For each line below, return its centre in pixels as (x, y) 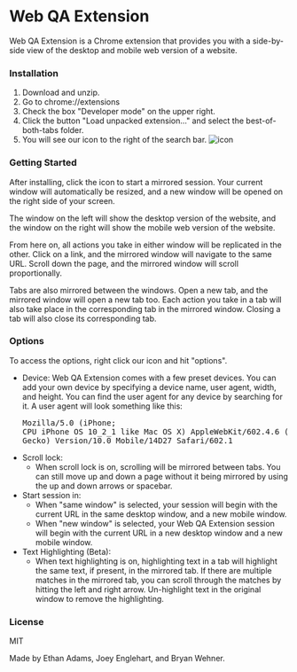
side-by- (268, 41)
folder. (72, 130)
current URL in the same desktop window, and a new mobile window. (161, 514)
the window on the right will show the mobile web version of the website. (142, 227)
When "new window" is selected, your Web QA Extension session (155, 523)
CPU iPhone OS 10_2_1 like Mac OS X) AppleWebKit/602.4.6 (151, 431)
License (27, 621)
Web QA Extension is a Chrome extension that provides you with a (130, 41)
